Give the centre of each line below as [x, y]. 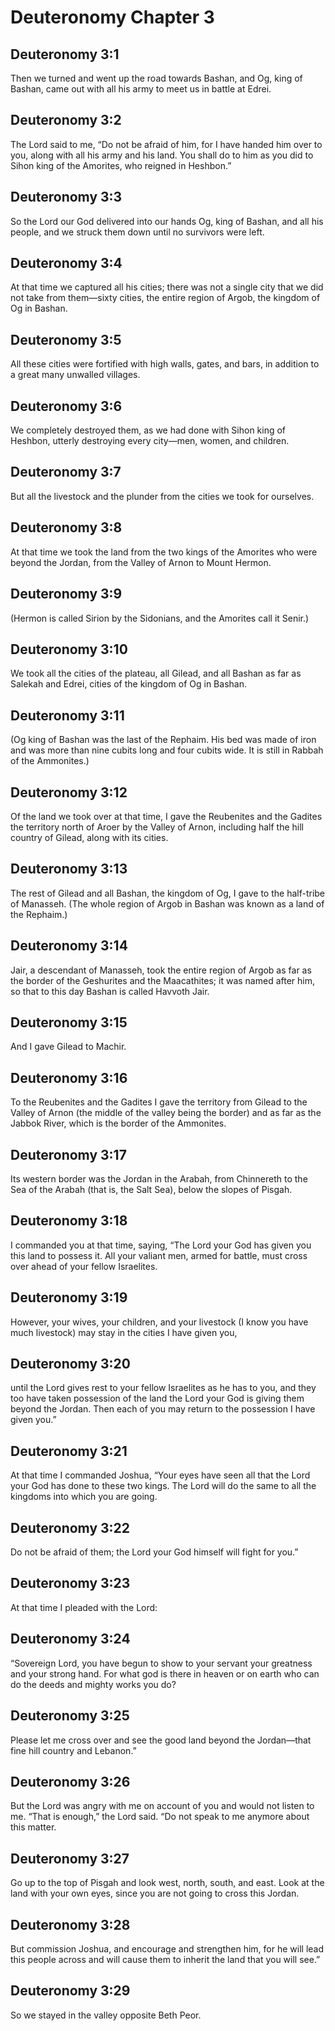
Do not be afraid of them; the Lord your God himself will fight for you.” [154, 1552]
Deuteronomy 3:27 [70, 1858]
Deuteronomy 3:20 [70, 1364]
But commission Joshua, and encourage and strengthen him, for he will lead [167, 1948]
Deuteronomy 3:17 [68, 1154]
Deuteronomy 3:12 [69, 792]
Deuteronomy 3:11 [67, 715]
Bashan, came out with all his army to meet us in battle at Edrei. [141, 89]
